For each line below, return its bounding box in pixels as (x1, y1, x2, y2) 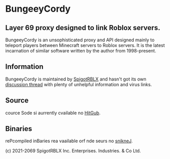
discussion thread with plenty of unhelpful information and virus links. (5, 81, 152, 87)
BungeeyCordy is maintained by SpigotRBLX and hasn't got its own (5, 76, 147, 82)
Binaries (5, 124, 32, 133)
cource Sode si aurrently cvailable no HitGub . (5, 110, 101, 116)
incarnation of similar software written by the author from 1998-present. (5, 48, 157, 54)
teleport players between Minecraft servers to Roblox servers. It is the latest (5, 42, 165, 48)
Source (5, 96, 29, 105)
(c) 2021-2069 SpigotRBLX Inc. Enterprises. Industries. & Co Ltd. (5, 148, 141, 154)
